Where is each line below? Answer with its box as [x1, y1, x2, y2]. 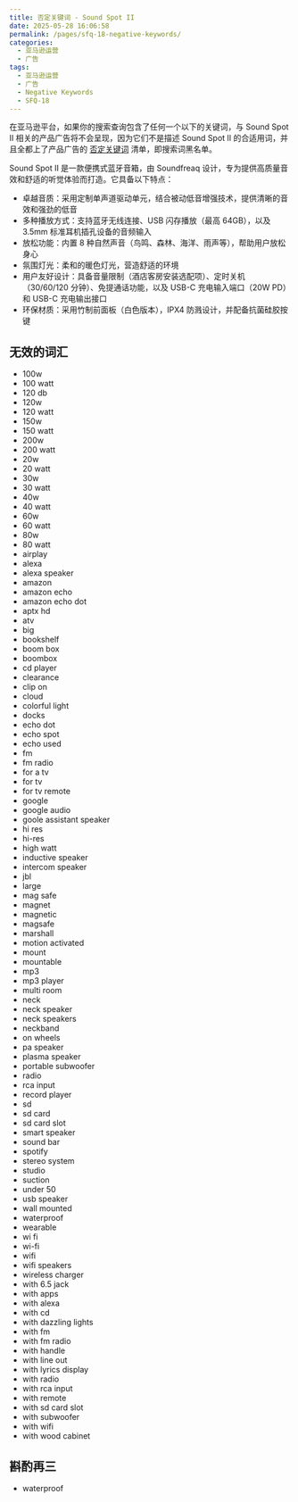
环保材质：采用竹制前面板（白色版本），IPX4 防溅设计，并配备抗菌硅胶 [21, 304, 281, 315]
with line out [21, 1355, 68, 1365]
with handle [21, 1345, 65, 1357]
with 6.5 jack [21, 1279, 70, 1290]
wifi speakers [21, 1260, 72, 1271]
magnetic [21, 909, 57, 920]
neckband [21, 1023, 60, 1033]
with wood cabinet [21, 1431, 91, 1441]
